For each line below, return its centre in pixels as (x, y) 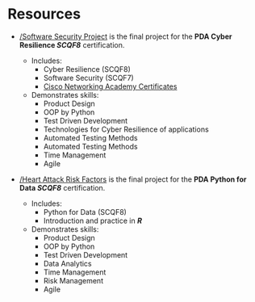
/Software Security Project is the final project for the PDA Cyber (125, 36)
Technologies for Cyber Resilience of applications (126, 129)
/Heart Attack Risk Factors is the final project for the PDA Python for (133, 179)
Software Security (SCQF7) (88, 78)
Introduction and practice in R (93, 220)
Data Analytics (67, 263)
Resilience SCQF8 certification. (72, 44)
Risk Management (73, 280)
